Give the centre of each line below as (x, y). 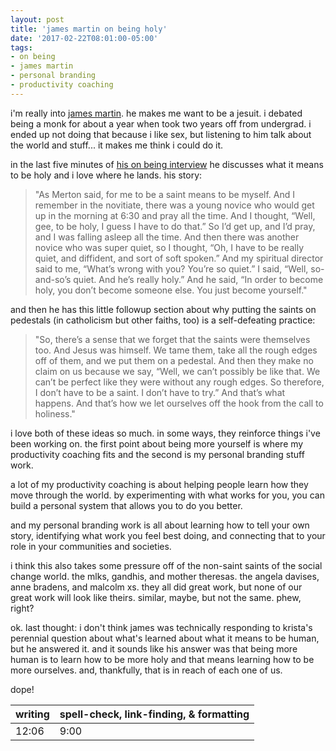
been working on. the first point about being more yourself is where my (157, 443)
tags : (21, 47)
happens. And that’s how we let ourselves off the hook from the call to (179, 403)
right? (22, 608)
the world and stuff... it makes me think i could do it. (117, 145)
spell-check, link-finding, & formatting (154, 714)
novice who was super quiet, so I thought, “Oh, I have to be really (169, 247)
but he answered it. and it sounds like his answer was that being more (154, 648)
